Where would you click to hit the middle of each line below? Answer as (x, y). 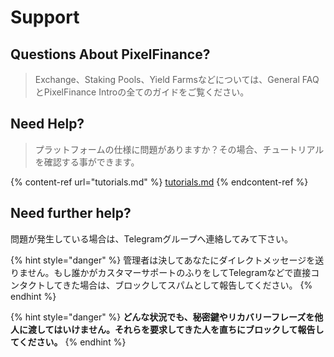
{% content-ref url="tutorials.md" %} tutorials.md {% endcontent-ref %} (159, 182)
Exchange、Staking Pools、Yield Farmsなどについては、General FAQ (177, 79)
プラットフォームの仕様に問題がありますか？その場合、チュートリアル (179, 149)
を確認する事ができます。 (87, 162)
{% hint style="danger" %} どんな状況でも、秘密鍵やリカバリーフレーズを (162, 317)
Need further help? (71, 213)
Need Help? (47, 124)
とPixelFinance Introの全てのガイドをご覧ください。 (142, 92)
